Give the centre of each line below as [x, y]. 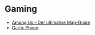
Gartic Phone [25, 27]
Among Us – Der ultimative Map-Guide [51, 22]
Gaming [21, 9]
